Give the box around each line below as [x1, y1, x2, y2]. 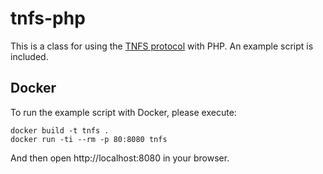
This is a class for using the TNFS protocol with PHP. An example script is [10, 40, 314, 52]
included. [10, 50, 49, 62]
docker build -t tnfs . [10, 125, 110, 136]
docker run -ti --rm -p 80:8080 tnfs [10, 134, 168, 144]
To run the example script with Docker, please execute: [10, 106, 237, 118]
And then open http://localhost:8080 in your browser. [10, 152, 230, 164]
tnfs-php [10, 7, 86, 30]
